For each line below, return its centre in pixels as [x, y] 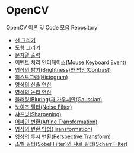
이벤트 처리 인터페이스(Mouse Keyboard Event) [70, 62]
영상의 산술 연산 [33, 84]
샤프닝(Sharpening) [38, 114]
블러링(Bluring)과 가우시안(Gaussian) [58, 99]
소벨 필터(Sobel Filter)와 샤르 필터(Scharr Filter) [71, 144]
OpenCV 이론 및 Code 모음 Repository [52, 27]
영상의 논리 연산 [33, 92]
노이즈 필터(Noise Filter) [43, 107]
